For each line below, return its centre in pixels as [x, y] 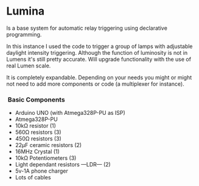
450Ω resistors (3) [38, 139]
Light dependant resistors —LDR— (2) [63, 165]
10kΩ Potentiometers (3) [46, 158]
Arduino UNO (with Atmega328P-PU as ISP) [70, 113]
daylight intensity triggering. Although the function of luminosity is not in [97, 52]
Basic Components [36, 100]
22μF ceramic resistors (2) [48, 145]
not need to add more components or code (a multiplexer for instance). [95, 84]
